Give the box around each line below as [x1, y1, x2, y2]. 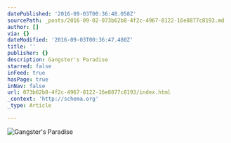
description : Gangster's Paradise [7, 56, 109, 63]
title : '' [7, 43, 37, 50]
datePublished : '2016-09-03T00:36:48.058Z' [7, 10, 137, 18]
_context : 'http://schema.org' [7, 96, 99, 103]
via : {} [7, 30, 30, 37]
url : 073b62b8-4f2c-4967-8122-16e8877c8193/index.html [7, 89, 171, 96]
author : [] [7, 23, 39, 30]
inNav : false [7, 82, 46, 89]
